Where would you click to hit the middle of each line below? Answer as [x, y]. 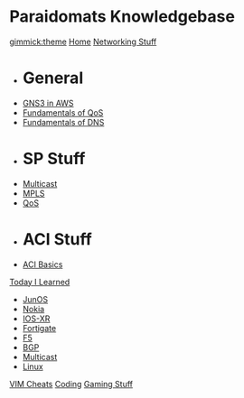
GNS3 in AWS [48, 103]
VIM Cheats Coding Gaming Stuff [71, 384]
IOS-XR [36, 319]
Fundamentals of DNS [63, 122]
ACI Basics [42, 264]
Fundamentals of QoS [63, 112]
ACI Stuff [57, 239]
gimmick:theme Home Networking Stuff [83, 42]
